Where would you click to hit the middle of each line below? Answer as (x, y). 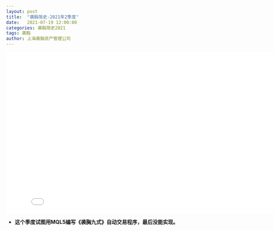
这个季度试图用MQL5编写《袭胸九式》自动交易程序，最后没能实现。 (96, 222)
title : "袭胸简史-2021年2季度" (42, 17)
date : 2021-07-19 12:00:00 (42, 22)
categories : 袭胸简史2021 (36, 28)
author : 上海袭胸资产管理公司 (39, 39)
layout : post (22, 11)
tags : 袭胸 (18, 33)
